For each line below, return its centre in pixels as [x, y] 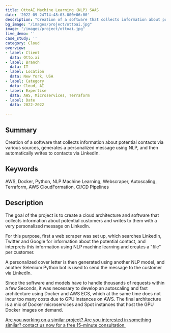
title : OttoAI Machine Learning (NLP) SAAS [52, 10]
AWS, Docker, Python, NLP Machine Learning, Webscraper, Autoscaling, [81, 181]
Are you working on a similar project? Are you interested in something [78, 320]
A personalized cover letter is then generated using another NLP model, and [85, 262]
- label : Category [25, 81]
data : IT [19, 67]
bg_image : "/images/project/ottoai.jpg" [49, 24]
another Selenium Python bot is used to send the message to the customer [84, 267]
